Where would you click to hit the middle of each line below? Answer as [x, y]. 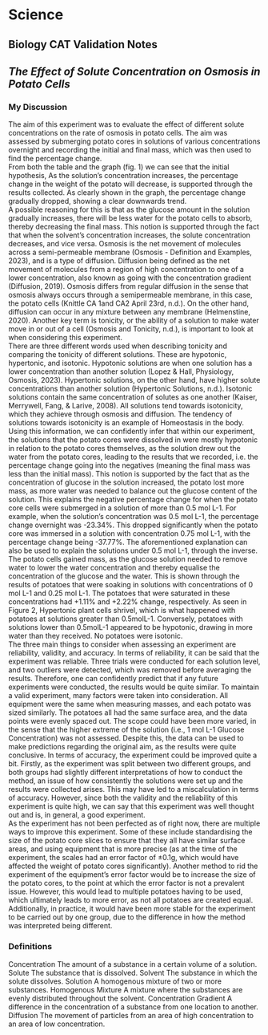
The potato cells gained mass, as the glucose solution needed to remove [128, 559]
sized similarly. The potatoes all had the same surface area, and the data [128, 712]
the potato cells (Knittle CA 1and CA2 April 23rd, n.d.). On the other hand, [129, 303]
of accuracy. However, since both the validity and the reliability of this [123, 798]
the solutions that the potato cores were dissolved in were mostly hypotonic [133, 440]
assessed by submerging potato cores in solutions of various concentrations [134, 141]
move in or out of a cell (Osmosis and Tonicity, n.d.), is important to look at [131, 329]
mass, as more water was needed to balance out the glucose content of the [133, 491]
